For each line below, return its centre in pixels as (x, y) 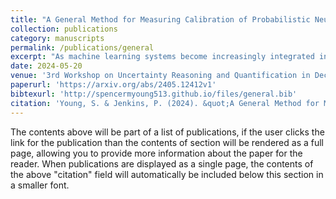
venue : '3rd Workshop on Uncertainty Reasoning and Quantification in (160, 76)
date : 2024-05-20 (46, 66)
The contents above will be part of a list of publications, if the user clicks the (167, 132)
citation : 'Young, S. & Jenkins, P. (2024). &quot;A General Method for (165, 103)
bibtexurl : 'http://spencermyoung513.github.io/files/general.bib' (154, 94)
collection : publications (64, 29)
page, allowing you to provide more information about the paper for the (156, 153)
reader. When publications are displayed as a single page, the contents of (162, 163)
